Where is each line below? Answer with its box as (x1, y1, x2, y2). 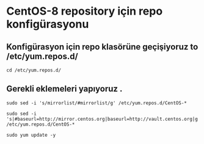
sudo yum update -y (6, 132, 56, 138)
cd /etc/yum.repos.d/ (6, 67, 62, 73)
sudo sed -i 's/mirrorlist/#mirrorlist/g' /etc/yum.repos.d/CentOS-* (6, 99, 188, 106)
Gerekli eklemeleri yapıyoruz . (6, 84, 123, 94)
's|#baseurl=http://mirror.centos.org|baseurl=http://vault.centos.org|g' (6, 116, 201, 122)
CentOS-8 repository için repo (6, 4, 163, 18)
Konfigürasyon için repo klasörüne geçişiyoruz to (6, 41, 199, 52)
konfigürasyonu (6, 17, 89, 31)
